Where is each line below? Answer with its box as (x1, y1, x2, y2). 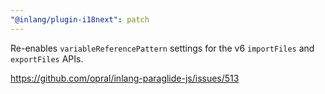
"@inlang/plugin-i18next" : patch (10, 14, 150, 25)
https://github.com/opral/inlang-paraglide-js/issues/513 (10, 72, 240, 84)
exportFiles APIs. (10, 52, 84, 65)
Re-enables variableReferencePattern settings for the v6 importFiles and (10, 42, 315, 54)
